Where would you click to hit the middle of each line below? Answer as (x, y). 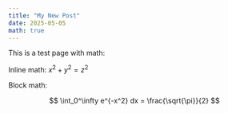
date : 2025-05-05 (37, 23)
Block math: (28, 85)
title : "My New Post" (44, 16)
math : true (26, 30)
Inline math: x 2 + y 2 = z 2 (48, 69)
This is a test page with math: (57, 53)
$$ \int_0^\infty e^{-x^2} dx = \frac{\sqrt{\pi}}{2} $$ (134, 101)
